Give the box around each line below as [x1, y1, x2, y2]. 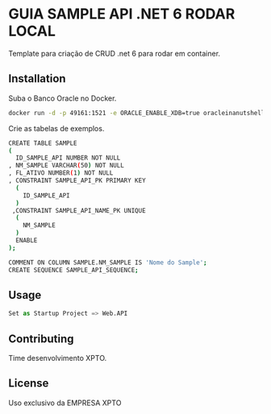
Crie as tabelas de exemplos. [8, 123, 105, 133]
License [8, 376, 49, 391]
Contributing [8, 332, 74, 346]
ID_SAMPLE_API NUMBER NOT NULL [15, 154, 121, 162]
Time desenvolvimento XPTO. [8, 354, 107, 362]
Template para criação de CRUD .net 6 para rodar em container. [8, 48, 220, 58]
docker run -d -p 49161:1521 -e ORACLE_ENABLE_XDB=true [8, 109, 200, 117]
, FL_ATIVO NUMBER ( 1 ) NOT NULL [8, 169, 114, 177]
